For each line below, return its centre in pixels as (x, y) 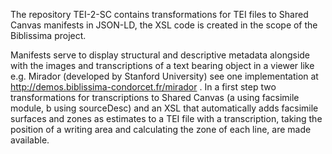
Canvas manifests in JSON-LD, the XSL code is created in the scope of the (164, 25)
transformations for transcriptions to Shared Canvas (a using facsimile (155, 97)
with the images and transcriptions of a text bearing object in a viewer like (162, 65)
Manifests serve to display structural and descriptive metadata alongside (160, 55)
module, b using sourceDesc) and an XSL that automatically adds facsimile (164, 108)
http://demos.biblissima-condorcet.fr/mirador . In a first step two (143, 87)
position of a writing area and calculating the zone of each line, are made (161, 129)
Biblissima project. (48, 35)
